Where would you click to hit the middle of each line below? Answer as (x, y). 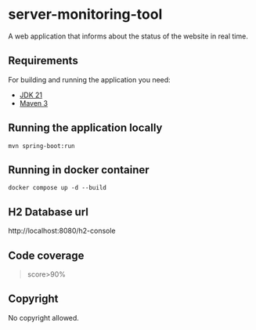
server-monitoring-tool (85, 15)
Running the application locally (85, 128)
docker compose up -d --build (58, 188)
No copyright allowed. (44, 317)
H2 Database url (48, 212)
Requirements (43, 61)
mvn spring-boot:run (42, 146)
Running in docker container (79, 170)
